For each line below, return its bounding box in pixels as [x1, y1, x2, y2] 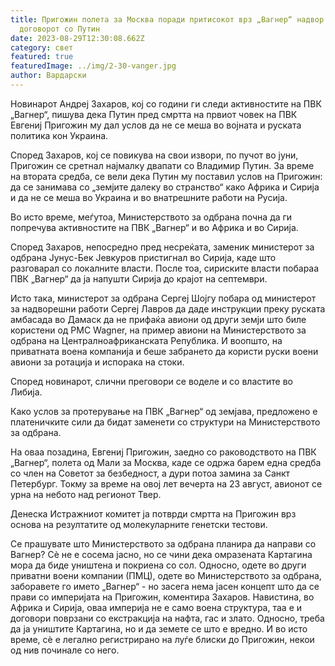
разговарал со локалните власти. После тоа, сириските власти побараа [10, 262, 320, 274]
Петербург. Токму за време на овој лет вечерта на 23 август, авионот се [10, 477, 323, 490]
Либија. [10, 386, 43, 398]
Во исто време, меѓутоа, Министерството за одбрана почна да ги [10, 211, 293, 223]
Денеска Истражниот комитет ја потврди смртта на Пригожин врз [10, 507, 297, 520]
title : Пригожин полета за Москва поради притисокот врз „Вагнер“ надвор [10, 14, 325, 25]
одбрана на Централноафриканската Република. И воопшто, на [10, 334, 283, 346]
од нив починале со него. [10, 644, 120, 656]
